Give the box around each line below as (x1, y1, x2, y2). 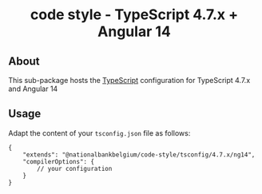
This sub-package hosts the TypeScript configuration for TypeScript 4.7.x (8, 76, 251, 85)
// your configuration (37, 164, 113, 172)
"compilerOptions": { (22, 157, 94, 165)
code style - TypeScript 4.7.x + (30, 6, 238, 24)
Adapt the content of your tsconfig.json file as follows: (8, 128, 191, 137)
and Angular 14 (8, 84, 58, 93)
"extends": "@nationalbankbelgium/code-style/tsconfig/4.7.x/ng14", (22, 150, 256, 159)
